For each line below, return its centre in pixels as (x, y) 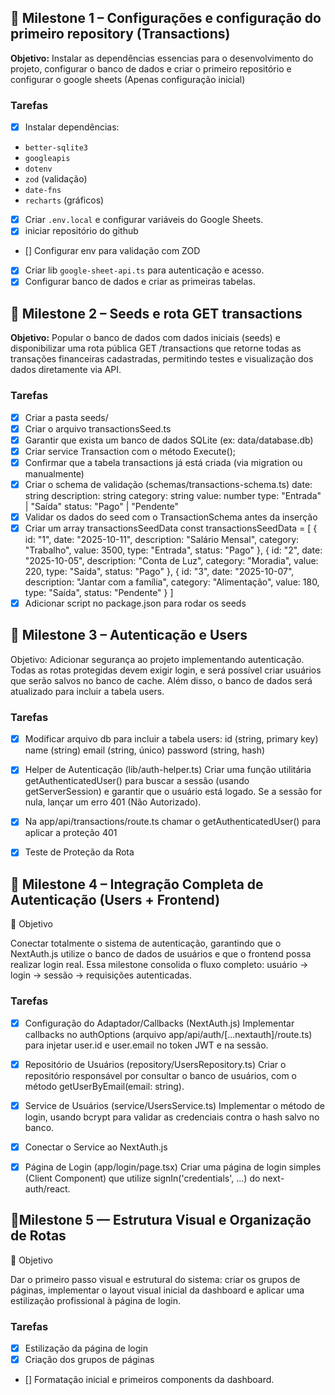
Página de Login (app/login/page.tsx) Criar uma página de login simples (173, 1167)
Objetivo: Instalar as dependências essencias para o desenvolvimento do (162, 58)
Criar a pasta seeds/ (66, 417)
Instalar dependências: (72, 127)
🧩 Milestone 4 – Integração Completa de (137, 884)
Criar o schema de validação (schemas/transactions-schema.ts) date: (168, 484)
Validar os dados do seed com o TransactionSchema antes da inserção (171, 517)
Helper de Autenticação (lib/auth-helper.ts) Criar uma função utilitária (168, 770)
